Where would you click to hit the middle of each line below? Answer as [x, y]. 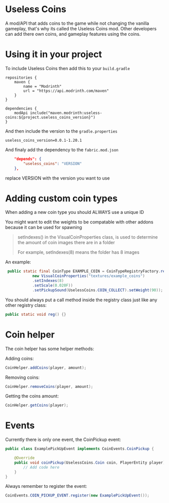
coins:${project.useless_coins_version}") [50, 117]
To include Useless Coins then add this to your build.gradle [68, 68]
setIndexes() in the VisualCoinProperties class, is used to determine [88, 237]
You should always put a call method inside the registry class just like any [81, 300]
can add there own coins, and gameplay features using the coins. [73, 34]
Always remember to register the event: [46, 486]
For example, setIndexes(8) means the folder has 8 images [78, 252]
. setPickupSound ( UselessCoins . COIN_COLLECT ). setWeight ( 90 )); [98, 290]
